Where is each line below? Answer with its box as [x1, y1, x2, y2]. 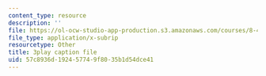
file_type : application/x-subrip [8, 33, 119, 42]
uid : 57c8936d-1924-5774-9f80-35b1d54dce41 [8, 56, 154, 64]
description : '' [8, 19, 62, 27]
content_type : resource [8, 11, 87, 20]
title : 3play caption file [8, 48, 97, 56]
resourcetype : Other [8, 41, 77, 49]
